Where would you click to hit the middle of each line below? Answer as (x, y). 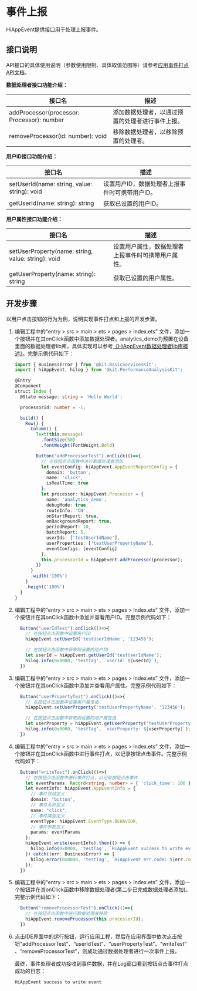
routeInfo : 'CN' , (67, 510)
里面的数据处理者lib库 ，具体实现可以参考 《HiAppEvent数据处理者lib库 (99, 346)
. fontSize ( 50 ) (58, 440)
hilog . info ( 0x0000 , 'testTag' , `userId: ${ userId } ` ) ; (92, 660)
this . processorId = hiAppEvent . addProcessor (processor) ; (112, 559)
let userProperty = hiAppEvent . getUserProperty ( (86, 724)
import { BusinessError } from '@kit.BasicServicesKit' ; (86, 365)
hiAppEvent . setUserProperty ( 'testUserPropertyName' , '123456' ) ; (106, 707)
